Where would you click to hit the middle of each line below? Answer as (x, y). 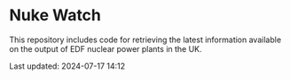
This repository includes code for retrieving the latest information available (145, 40)
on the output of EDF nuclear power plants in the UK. (106, 48)
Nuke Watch (55, 15)
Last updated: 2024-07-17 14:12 (67, 66)
